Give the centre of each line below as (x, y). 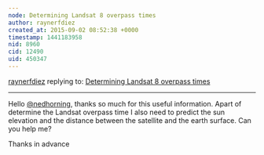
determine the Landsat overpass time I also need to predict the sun (117, 112)
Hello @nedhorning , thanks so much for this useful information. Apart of (125, 103)
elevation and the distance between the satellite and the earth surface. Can (130, 120)
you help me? (30, 128)
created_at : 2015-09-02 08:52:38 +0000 (73, 30)
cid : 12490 (26, 52)
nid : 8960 (24, 45)
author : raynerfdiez (42, 23)
